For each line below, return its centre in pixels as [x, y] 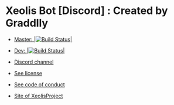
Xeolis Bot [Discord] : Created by [87, 11]
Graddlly [27, 23]
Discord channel [34, 62]
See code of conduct [39, 84]
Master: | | [43, 39]
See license [28, 73]
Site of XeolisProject [38, 96]
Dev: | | [39, 50]
